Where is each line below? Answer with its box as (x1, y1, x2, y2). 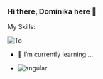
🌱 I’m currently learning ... (17, 50, 94, 59)
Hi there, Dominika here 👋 (7, 6, 97, 16)
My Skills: (7, 23, 36, 31)
